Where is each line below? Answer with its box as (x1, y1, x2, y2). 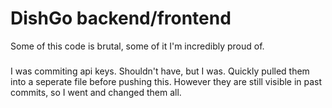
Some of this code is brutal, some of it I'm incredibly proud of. (10, 40, 265, 52)
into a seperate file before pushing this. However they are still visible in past (10, 75, 323, 87)
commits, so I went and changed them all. (10, 86, 182, 98)
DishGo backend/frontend (10, 7, 232, 30)
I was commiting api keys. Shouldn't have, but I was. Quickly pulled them (10, 65, 310, 77)
